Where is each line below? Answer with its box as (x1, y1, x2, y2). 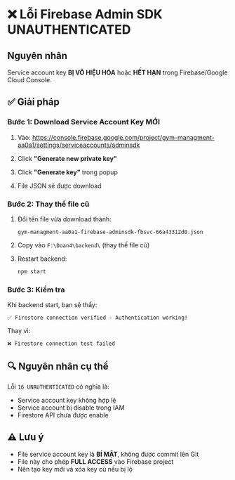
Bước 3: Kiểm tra (7, 285, 65, 294)
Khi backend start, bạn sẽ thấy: (7, 301, 98, 309)
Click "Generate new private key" (17, 154, 117, 162)
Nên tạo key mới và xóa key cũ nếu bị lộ (17, 465, 133, 473)
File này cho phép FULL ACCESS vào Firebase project (17, 457, 174, 466)
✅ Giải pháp (7, 96, 60, 108)
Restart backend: (17, 254, 67, 263)
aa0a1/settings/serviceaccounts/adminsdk (17, 141, 140, 149)
